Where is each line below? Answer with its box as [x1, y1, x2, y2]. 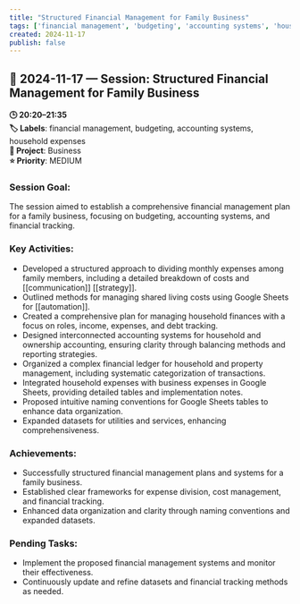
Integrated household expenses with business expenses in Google [21, 377, 267, 387]
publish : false [9, 38, 66, 47]
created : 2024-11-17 [9, 30, 87, 38]
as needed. [21, 586, 64, 597]
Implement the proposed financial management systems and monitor [21, 557, 276, 568]
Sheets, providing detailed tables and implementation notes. [21, 387, 244, 397]
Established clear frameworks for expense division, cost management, [21, 486, 281, 497]
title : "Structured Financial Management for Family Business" [9, 13, 250, 22]
